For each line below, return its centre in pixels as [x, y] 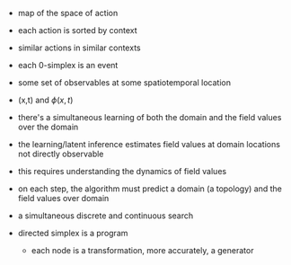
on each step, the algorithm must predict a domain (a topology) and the [150, 189]
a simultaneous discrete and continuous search [106, 216]
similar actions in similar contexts [79, 48]
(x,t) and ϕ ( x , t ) [45, 100]
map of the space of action [68, 13]
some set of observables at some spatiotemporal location [124, 83]
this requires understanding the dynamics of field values [122, 171]
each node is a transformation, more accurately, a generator [142, 250]
